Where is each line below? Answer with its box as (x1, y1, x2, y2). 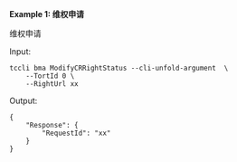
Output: (9, 95, 38, 106)
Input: (9, 46, 32, 57)
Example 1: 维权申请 (9, 9, 84, 19)
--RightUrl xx (25, 80, 79, 89)
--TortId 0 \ (25, 71, 75, 81)
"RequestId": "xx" (42, 129, 111, 138)
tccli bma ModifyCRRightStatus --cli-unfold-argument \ (9, 63, 229, 72)
